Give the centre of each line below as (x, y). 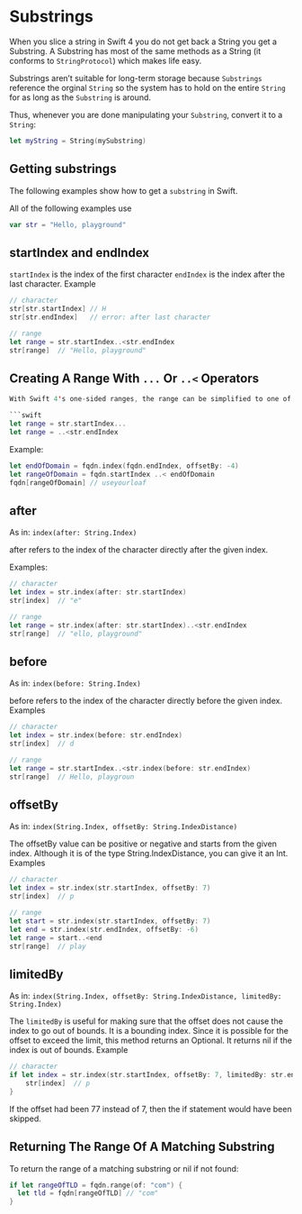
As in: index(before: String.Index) (75, 683)
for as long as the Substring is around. (80, 97)
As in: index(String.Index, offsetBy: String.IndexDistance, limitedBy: (146, 996)
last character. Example (53, 284)
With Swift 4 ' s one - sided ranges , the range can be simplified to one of (151, 399)
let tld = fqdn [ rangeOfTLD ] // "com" (88, 1193)
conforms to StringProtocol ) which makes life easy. (106, 60)
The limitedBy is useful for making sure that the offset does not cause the (146, 1021)
